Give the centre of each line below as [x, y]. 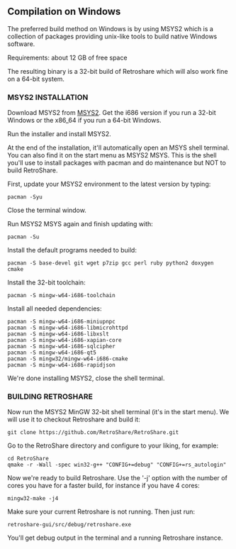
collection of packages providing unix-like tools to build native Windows [112, 36]
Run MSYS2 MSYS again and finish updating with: [80, 224]
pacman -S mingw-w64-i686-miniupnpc [61, 322]
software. [21, 44]
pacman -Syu [25, 197]
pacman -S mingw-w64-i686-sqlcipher [61, 347]
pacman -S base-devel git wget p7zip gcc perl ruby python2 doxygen [111, 263]
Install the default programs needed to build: [72, 250]
